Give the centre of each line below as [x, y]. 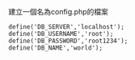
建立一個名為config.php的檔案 [59, 12]
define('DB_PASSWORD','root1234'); [68, 41]
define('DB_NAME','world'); [56, 48]
